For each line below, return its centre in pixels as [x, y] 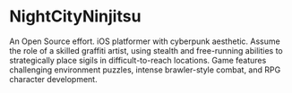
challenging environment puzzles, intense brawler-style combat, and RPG [145, 70]
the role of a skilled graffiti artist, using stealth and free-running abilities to [146, 50]
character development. [53, 79]
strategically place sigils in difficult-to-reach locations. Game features [138, 60]
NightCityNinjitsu [75, 17]
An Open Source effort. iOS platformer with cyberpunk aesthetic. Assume [145, 41]
